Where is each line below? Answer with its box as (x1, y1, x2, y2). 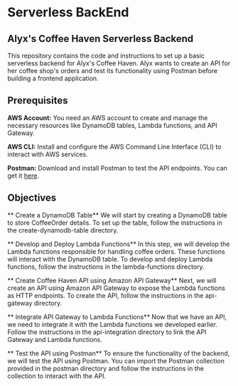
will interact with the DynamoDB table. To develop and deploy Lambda (7, 254, 213, 263)
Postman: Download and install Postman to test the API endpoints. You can (7, 163, 227, 172)
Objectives (7, 192, 57, 204)
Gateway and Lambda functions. (7, 335, 102, 343)
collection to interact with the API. (7, 371, 107, 380)
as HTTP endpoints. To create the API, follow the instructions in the (7, 291, 204, 299)
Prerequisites (7, 95, 68, 107)
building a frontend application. (7, 74, 99, 82)
